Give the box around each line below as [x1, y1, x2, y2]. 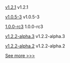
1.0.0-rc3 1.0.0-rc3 [5, 23, 43, 29]
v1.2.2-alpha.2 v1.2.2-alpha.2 [5, 43, 65, 49]
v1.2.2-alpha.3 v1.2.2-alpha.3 [5, 33, 65, 39]
